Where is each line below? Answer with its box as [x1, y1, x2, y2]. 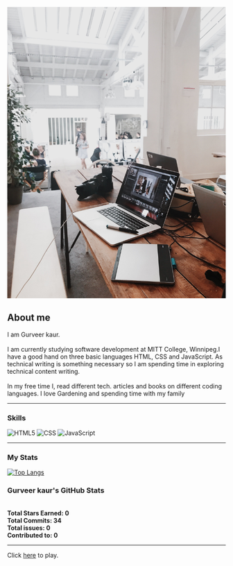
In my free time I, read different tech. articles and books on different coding [7, 381, 223, 390]
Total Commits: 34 [7, 516, 62, 524]
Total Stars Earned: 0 [7, 508, 69, 517]
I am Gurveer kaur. [7, 330, 60, 338]
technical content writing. [7, 367, 80, 375]
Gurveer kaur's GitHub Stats [7, 486, 105, 495]
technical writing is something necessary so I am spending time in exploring [7, 359, 224, 368]
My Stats [7, 453, 38, 463]
